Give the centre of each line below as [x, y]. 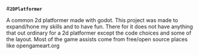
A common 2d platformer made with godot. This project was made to [92, 20]
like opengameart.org [33, 45]
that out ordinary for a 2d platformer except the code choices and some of [99, 33]
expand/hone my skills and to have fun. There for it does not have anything [100, 27]
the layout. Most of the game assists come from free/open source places [97, 39]
